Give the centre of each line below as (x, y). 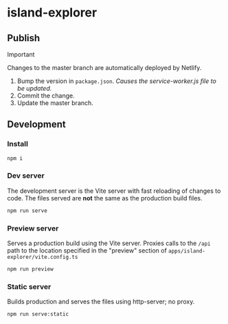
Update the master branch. (55, 103)
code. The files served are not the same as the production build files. (105, 198)
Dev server (26, 176)
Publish (24, 38)
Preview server (33, 228)
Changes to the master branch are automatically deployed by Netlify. (104, 68)
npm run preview (30, 269)
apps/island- (187, 251)
